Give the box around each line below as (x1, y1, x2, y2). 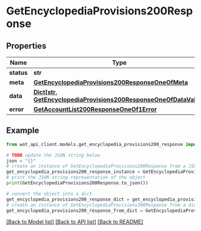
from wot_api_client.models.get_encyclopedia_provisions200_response (6, 141, 184, 147)
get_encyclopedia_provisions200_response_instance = (6, 169, 141, 175)
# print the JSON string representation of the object (6, 175, 146, 181)
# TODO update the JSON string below (6, 152, 100, 158)
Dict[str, (33, 88, 58, 96)
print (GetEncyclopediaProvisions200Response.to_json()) (6, 180, 148, 186)
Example (6, 126, 39, 136)
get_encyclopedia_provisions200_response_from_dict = (6, 208, 144, 214)
